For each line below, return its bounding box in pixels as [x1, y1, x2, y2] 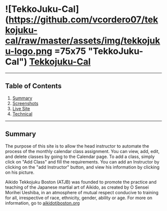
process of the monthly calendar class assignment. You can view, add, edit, [5, 148, 160, 154]
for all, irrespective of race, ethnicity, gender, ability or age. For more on [5, 195, 153, 201]
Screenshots [12, 100, 39, 106]
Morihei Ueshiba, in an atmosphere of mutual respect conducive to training [5, 189, 159, 195]
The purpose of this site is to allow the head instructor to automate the [5, 143, 149, 149]
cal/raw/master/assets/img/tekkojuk [5, 35, 161, 47]
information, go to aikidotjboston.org [5, 200, 80, 206]
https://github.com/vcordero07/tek [8, 14, 158, 25]
